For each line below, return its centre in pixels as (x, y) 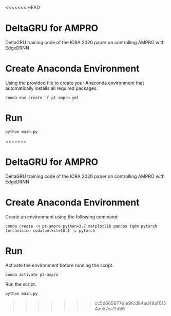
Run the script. (21, 284)
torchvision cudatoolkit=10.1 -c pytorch (50, 231)
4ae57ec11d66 (110, 308)
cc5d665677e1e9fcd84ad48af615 (130, 303)
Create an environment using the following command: (62, 217)
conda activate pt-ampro (32, 274)
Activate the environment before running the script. (60, 265)
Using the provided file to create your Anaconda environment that (75, 83)
